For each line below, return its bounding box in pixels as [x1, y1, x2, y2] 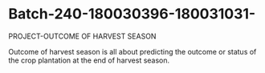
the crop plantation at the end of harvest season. [8, 55, 170, 65]
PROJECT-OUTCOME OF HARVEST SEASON [8, 31, 157, 41]
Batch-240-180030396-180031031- [8, 5, 256, 23]
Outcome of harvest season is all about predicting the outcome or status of [8, 47, 257, 56]
